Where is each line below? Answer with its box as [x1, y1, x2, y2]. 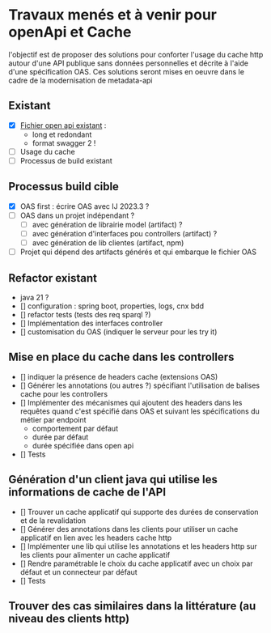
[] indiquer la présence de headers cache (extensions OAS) [19, 372, 218, 381]
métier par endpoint [19, 414, 87, 424]
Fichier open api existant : [19, 120, 107, 130]
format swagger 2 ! [32, 138, 96, 147]
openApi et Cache [8, 23, 132, 41]
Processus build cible [8, 180, 120, 193]
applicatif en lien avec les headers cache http [19, 533, 172, 542]
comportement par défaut [32, 423, 119, 433]
